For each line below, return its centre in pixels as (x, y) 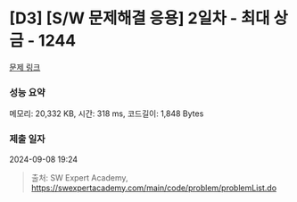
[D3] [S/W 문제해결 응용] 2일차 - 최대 (140, 18)
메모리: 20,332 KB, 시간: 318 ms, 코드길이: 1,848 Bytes (107, 114)
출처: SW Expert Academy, (79, 177)
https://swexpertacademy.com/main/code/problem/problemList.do (154, 188)
